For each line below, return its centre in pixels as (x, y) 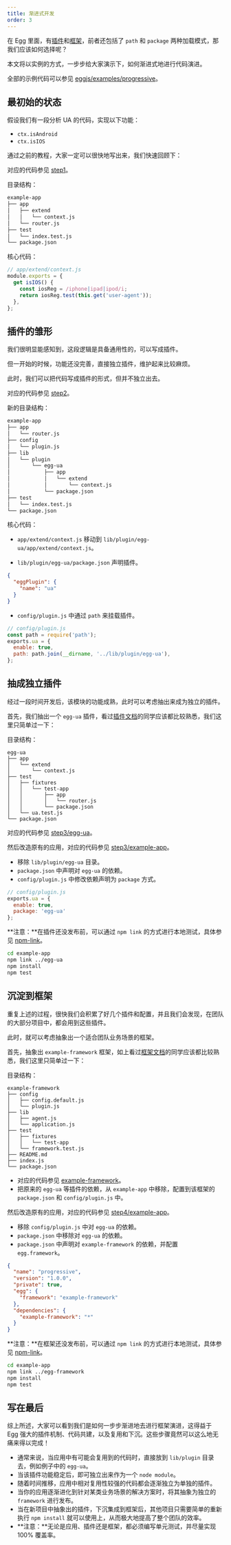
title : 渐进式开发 (31, 13)
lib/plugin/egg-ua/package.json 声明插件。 (79, 563)
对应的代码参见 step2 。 (40, 393)
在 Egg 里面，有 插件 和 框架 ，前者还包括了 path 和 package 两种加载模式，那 (113, 40)
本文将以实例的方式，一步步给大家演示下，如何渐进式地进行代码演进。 (107, 63)
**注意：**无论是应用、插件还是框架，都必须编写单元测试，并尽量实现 (117, 1526)
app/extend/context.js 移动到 (59, 539)
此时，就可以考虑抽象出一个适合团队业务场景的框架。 (82, 1037)
